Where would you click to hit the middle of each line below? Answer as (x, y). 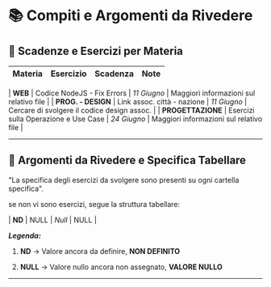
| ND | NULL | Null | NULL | (52, 220)
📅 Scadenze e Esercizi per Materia (96, 51)
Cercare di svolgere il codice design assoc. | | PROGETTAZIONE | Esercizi (131, 110)
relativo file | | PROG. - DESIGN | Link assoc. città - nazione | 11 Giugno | (128, 101)
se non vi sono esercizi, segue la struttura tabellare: (94, 204)
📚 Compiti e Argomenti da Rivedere (131, 16)
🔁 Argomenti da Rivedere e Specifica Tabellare (127, 160)
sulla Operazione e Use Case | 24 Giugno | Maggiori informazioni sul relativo (135, 119)
